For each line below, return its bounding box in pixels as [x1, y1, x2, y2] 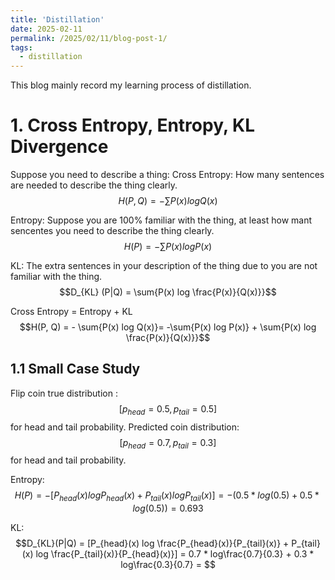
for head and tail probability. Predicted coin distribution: [10, 421, 240, 433]
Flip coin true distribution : [10, 387, 118, 399]
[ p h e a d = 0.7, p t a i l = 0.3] [119, 436, 217, 451]
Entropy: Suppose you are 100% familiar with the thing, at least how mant [10, 214, 313, 226]
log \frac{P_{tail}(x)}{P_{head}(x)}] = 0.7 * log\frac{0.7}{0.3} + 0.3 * [35, 548, 315, 560]
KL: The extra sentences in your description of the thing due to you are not [10, 260, 318, 272]
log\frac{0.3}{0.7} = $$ [120, 559, 216, 571]
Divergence [10, 136, 109, 158]
